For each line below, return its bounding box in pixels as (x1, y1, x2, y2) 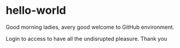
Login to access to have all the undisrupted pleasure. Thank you (6, 35, 168, 42)
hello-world (6, 4, 67, 17)
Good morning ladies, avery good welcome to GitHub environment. (6, 23, 175, 31)
